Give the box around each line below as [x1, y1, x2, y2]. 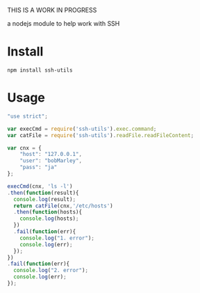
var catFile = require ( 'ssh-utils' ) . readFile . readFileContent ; [7, 132, 194, 138]
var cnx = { [7, 144, 42, 152]
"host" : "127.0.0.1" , [19, 151, 82, 158]
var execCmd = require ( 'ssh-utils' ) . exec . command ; [7, 125, 157, 132]
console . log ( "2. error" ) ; [13, 267, 89, 274]
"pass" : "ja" [19, 164, 58, 171]
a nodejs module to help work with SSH [7, 19, 120, 27]
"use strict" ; [7, 113, 49, 120]
